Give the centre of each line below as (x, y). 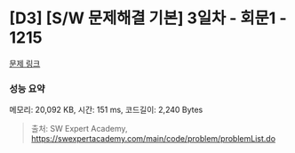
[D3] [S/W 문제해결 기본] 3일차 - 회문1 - (148, 18)
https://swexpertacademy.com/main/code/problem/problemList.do (153, 139)
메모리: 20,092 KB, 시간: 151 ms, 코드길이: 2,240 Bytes (106, 110)
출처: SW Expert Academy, (79, 129)
